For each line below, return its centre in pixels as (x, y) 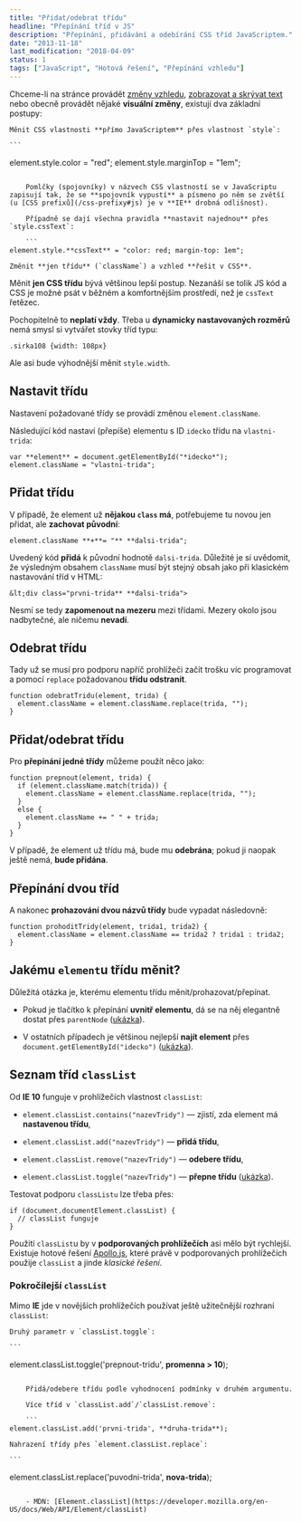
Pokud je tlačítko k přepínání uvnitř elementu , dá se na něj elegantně (151, 1010)
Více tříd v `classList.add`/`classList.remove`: (121, 1404)
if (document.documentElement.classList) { (93, 1211)
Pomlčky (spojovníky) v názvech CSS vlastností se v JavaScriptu (151, 187)
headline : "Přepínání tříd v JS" (72, 26)
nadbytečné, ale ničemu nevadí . (69, 619)
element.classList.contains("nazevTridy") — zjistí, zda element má (150, 1114)
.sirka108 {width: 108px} (58, 346)
